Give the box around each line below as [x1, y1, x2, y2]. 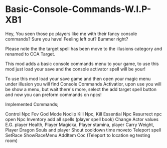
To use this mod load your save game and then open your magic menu [5, 75, 151, 81]
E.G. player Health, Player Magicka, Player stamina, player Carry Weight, [5, 121, 154, 127]
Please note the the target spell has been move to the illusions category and [5, 45, 162, 51]
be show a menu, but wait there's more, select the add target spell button [5, 86, 157, 92]
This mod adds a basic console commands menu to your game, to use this [5, 60, 159, 66]
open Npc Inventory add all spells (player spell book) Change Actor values [5, 116, 159, 122]
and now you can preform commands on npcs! [5, 91, 102, 97]
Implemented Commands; [5, 101, 59, 107]
